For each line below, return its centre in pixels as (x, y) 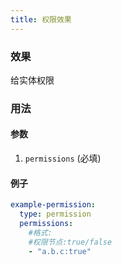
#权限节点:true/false (70, 242)
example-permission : (53, 205)
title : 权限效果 (41, 19)
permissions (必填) (63, 158)
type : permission (55, 214)
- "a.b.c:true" (60, 251)
